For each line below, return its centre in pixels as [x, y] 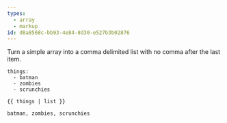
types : [16, 13]
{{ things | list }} [37, 102]
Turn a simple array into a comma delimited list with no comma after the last [114, 52]
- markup [26, 26]
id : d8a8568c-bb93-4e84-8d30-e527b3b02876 [68, 32]
